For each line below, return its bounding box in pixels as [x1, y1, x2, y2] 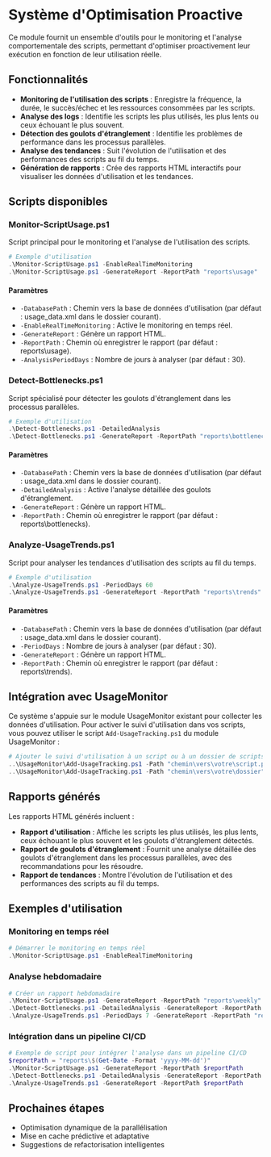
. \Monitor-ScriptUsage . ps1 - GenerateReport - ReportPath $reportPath [8, 1064, 244, 1072]
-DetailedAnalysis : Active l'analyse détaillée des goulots [19, 485, 211, 495]
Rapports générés [8, 790, 101, 804]
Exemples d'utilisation [8, 902, 123, 916]
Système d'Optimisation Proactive [8, 6, 244, 24]
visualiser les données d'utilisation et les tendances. [19, 171, 194, 181]
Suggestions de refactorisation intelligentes [19, 1140, 165, 1150]
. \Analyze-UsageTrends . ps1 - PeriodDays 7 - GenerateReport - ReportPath [8, 1012, 251, 1020]
